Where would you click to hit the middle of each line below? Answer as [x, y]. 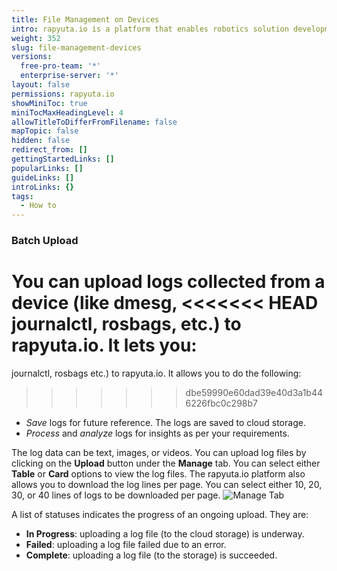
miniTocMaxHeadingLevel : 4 [67, 112]
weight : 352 [36, 38]
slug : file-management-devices [76, 47]
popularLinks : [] [47, 168]
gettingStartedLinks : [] [63, 159]
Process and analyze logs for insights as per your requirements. [157, 433]
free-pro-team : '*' [61, 66]
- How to [38, 206]
